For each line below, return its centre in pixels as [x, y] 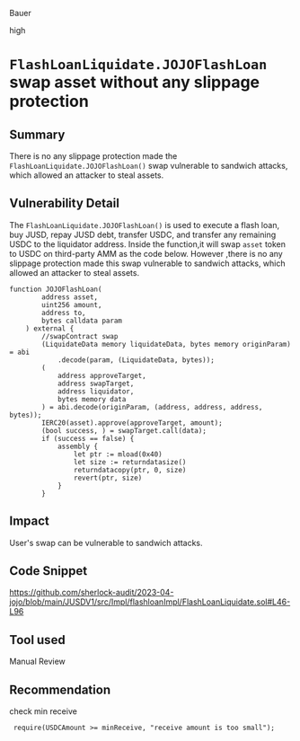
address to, [64, 313]
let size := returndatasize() [130, 462]
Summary [37, 134]
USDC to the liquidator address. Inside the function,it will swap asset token [147, 244]
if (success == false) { [88, 438]
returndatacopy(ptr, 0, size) [130, 470]
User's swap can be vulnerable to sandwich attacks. [106, 543]
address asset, [70, 297]
